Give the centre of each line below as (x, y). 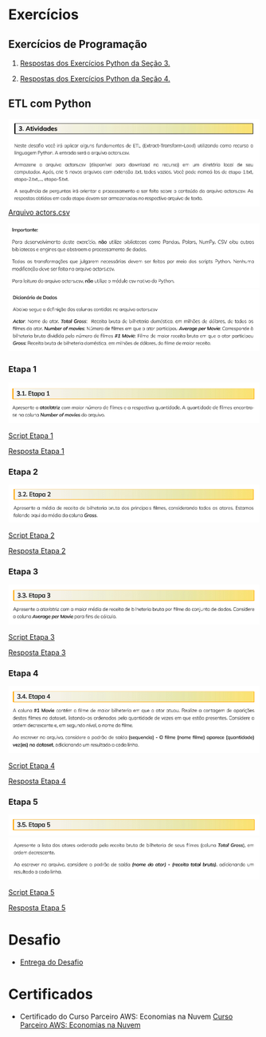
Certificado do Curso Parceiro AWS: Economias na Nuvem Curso (126, 1017)
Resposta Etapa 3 (37, 653)
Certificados (51, 994)
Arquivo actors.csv (39, 212)
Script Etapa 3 (31, 637)
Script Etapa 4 (32, 765)
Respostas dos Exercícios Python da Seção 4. (95, 79)
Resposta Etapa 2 (37, 551)
